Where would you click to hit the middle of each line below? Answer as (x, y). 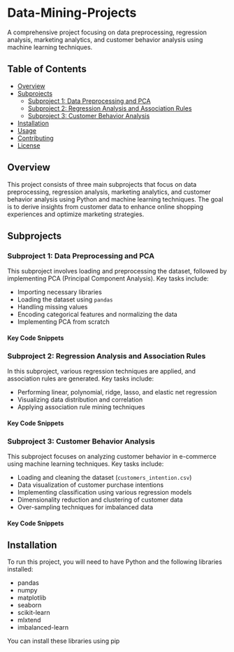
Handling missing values (52, 307)
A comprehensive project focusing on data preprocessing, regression (107, 32)
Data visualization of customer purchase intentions (90, 485)
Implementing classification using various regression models (104, 492)
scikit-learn (34, 613)
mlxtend (29, 620)
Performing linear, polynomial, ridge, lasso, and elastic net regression (117, 392)
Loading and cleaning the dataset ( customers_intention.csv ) (104, 478)
